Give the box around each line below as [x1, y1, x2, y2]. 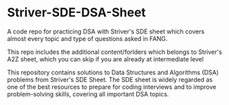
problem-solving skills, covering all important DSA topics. [7, 90, 169, 98]
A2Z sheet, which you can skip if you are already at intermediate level [7, 55, 204, 63]
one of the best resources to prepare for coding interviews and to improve [7, 82, 217, 91]
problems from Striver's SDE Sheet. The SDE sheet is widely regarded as [7, 75, 213, 83]
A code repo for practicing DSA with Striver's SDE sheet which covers [7, 27, 205, 35]
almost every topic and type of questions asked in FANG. [7, 34, 168, 42]
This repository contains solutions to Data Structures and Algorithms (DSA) [7, 68, 219, 76]
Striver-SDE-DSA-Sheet [7, 5, 146, 20]
